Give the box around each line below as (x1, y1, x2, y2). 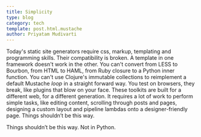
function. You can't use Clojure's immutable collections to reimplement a (6, 74, 187, 81)
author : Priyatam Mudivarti (6, 31, 77, 37)
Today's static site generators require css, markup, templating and (6, 48, 171, 55)
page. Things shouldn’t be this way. (6, 112, 95, 119)
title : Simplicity (6, 8, 53, 15)
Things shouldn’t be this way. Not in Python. (6, 124, 116, 131)
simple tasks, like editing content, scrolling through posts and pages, (6, 99, 177, 106)
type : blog (6, 14, 34, 21)
